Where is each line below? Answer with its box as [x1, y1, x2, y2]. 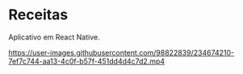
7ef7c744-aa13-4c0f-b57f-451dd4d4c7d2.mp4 [8, 56, 165, 66]
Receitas [8, 6, 69, 24]
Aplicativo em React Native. [8, 32, 100, 42]
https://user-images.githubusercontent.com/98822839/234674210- [8, 47, 235, 57]
